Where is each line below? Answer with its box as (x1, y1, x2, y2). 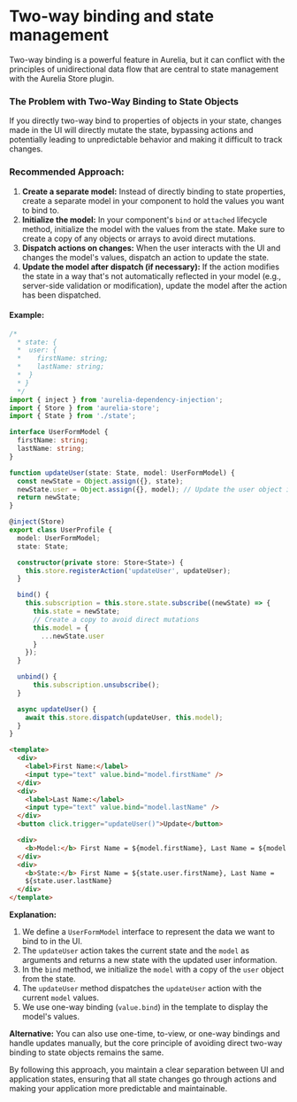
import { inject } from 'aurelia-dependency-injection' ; (9, 395, 224, 404)
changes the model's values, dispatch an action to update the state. (21, 252, 270, 262)
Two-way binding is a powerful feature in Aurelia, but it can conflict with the (9, 54, 286, 65)
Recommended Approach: (9, 166, 126, 178)
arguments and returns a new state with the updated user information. (21, 955, 278, 966)
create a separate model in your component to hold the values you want (21, 195, 285, 206)
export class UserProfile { (9, 525, 113, 535)
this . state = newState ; (32, 607, 121, 617)
